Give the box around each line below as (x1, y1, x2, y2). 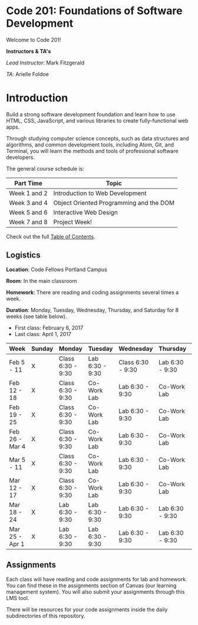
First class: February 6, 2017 (14, 324, 84, 331)
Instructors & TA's (6, 47, 51, 54)
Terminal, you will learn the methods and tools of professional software (6, 147, 179, 154)
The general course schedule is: (6, 165, 84, 172)
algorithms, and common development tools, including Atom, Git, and (6, 141, 174, 148)
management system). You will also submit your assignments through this (6, 588, 185, 595)
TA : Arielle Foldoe (6, 70, 49, 77)
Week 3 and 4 (9, 198, 48, 207)
